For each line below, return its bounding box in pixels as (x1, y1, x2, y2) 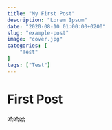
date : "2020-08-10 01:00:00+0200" (7, 23, 107, 30)
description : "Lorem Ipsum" (7, 17, 88, 24)
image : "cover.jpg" (7, 36, 63, 43)
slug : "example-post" (7, 29, 69, 37)
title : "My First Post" (7, 10, 76, 17)
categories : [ (7, 42, 48, 49)
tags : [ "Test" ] (7, 62, 51, 68)
